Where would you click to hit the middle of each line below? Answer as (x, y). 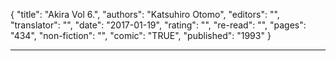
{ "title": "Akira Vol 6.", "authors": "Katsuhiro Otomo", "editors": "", (145, 14)
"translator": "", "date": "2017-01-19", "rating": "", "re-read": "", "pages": (158, 25)
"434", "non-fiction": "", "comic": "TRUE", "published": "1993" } (141, 35)
